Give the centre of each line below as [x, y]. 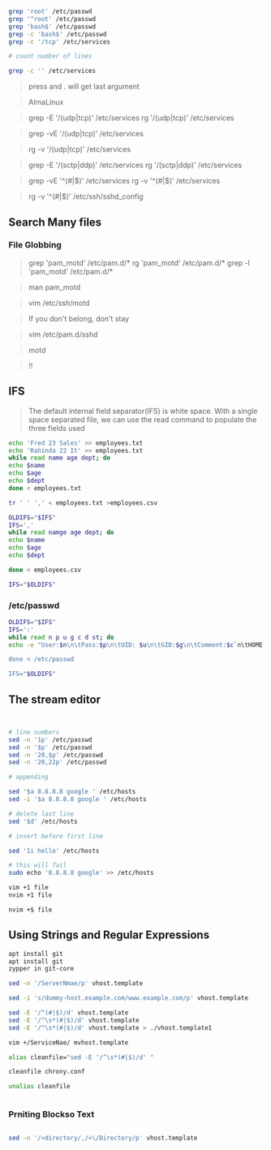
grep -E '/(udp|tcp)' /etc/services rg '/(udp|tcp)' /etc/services [131, 118]
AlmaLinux [46, 102]
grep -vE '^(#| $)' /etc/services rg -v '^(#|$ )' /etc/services [124, 181]
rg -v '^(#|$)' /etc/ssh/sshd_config [86, 196]
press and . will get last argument [84, 87]
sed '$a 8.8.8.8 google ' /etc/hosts [72, 792]
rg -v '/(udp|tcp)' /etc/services [80, 149]
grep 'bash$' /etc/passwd [52, 26]
